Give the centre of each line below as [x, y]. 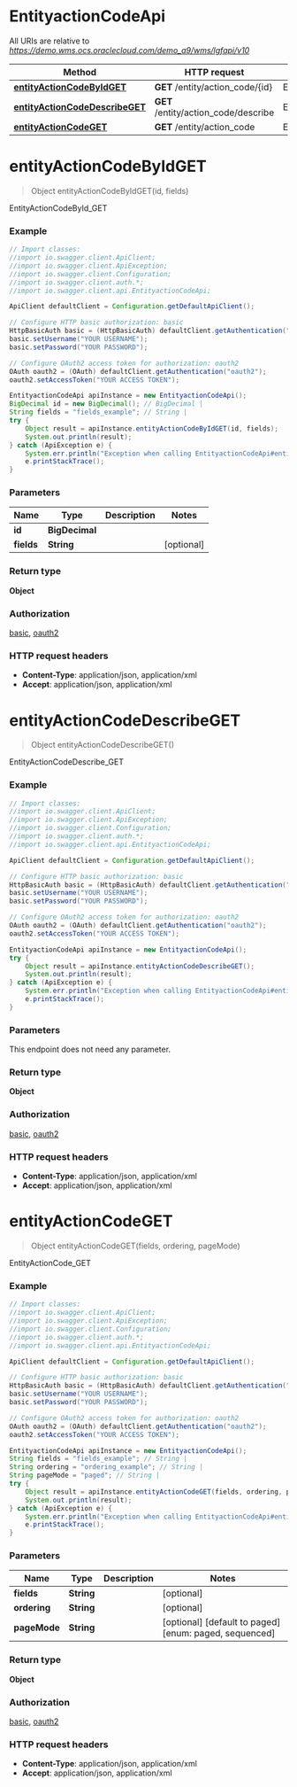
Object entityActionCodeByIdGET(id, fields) [110, 190]
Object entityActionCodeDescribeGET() [103, 745]
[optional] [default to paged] [221, 1622]
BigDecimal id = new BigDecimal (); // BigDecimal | [106, 404]
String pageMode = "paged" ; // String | [85, 1476]
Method [80, 72]
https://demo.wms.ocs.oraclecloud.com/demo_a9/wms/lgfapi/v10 [129, 50]
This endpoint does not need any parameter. [90, 1049]
